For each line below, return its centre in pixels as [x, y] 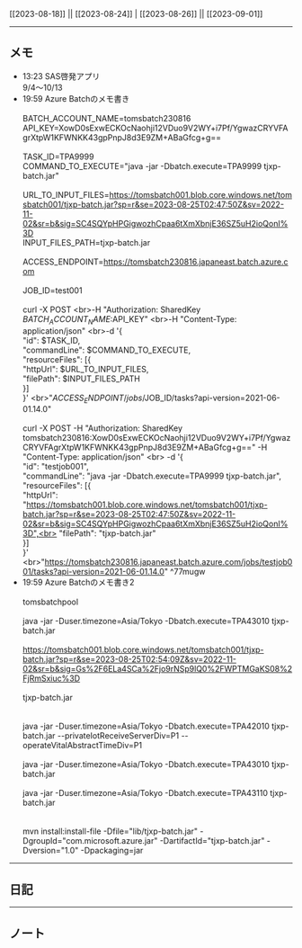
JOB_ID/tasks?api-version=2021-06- [212, 398]
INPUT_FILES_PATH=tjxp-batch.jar [86, 242]
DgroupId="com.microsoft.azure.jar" [90, 841]
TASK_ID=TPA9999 [58, 157]
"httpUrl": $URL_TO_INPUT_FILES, [85, 369]
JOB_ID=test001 [52, 290]
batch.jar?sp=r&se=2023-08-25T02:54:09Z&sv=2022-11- [129, 659]
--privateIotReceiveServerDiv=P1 [118, 736]
